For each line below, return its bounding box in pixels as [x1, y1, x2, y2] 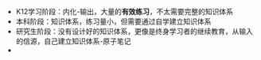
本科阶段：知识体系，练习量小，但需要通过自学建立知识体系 [15, 17, 212, 26]
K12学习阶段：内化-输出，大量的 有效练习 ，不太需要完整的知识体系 [15, 7, 233, 16]
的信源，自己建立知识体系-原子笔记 [15, 36, 131, 46]
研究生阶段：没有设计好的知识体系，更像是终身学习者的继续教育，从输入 [15, 27, 253, 36]
